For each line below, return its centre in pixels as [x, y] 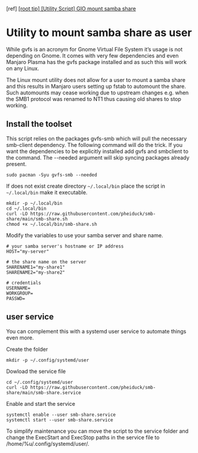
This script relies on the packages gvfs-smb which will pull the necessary [97, 138]
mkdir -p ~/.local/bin [34, 203]
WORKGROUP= [20, 293]
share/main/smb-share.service [44, 393]
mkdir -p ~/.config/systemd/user [48, 360]
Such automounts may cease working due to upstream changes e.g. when [98, 93]
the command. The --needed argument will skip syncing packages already [98, 157]
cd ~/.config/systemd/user [40, 382]
